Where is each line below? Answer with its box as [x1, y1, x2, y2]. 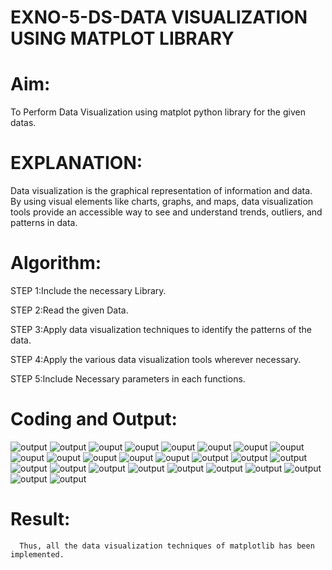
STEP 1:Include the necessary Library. [10, 285, 167, 296]
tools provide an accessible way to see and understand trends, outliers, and [10, 206, 323, 218]
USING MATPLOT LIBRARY [10, 27, 235, 50]
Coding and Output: [10, 408, 178, 431]
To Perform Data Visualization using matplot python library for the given [10, 106, 306, 118]
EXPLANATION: [10, 152, 143, 175]
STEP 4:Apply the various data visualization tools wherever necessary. [10, 354, 302, 365]
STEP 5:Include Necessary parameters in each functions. [10, 373, 246, 385]
